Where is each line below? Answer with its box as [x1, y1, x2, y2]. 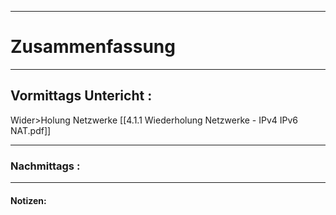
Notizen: [10, 194, 47, 206]
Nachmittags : [10, 159, 81, 173]
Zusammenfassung [10, 36, 176, 58]
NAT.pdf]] [10, 124, 52, 136]
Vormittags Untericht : [10, 87, 153, 105]
